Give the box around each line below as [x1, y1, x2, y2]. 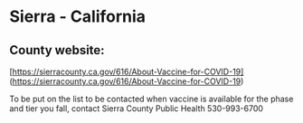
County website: [9, 43, 106, 58]
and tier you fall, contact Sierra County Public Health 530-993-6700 [9, 103, 264, 114]
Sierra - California [9, 6, 147, 27]
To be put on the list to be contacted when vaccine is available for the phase [9, 93, 294, 104]
